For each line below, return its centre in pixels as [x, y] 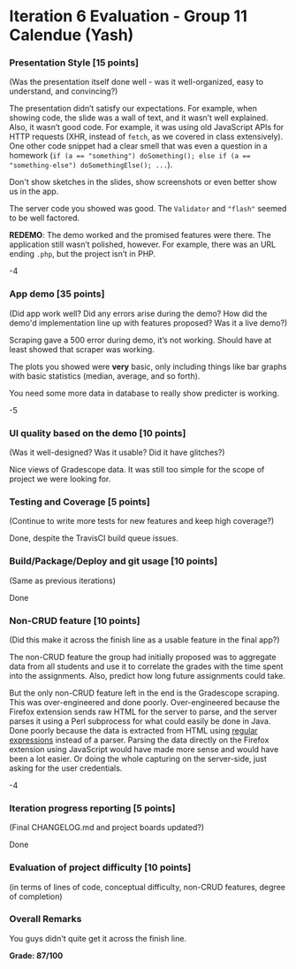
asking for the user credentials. [66, 768]
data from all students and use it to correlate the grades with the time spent [146, 666]
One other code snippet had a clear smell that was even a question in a [138, 146]
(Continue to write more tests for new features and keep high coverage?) [142, 521]
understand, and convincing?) [64, 91]
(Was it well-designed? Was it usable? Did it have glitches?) [117, 452]
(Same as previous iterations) [63, 581]
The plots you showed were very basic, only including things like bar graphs [148, 366]
